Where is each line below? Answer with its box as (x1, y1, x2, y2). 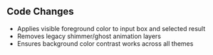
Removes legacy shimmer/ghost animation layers (16, 32, 162, 40)
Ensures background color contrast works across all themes (16, 39, 194, 48)
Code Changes (6, 6, 74, 18)
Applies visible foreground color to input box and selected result (16, 24, 206, 32)
